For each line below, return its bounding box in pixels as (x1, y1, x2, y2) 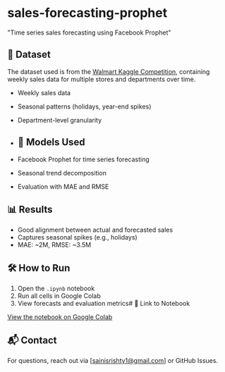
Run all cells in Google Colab (17, 292, 101, 300)
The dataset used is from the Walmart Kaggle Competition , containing (7, 67, 210, 75)
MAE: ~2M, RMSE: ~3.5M (17, 241, 92, 249)
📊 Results (7, 203, 53, 216)
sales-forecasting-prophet (7, 5, 168, 21)
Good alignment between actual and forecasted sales (17, 225, 174, 234)
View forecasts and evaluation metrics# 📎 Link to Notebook (17, 299, 190, 308)
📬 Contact (7, 334, 57, 346)
